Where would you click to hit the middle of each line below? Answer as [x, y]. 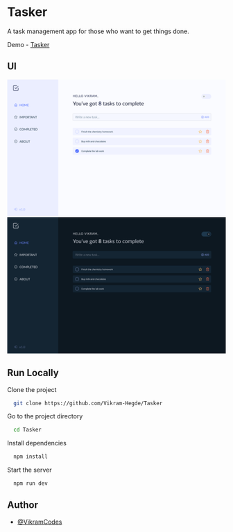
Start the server [29, 470]
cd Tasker [27, 430]
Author [23, 505]
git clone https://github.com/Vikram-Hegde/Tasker [88, 403]
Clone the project [32, 389]
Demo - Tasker [28, 44]
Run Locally [33, 373]
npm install [31, 457]
